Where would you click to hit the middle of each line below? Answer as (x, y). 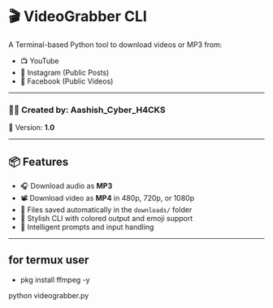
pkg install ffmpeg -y (55, 280)
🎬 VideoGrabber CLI (78, 17)
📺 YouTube (39, 61)
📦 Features (39, 161)
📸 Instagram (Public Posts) (65, 72)
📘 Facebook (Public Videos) (67, 81)
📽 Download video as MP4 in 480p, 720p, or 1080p (107, 198)
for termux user (49, 260)
